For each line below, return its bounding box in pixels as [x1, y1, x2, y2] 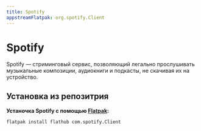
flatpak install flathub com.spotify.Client [6, 119, 121, 125]
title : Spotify [6, 8, 45, 15]
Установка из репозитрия [6, 91, 109, 101]
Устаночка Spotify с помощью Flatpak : [6, 107, 110, 115]
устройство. [6, 73, 38, 81]
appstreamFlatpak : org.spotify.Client [6, 15, 105, 21]
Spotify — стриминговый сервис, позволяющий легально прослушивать [6, 61, 195, 68]
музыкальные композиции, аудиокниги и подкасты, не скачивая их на [6, 67, 190, 75]
